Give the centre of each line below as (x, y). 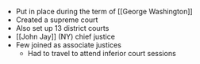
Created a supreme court (57, 20)
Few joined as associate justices (68, 45)
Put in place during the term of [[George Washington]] (104, 11)
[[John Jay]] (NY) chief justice (65, 36)
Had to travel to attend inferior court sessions (102, 53)
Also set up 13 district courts (62, 28)
